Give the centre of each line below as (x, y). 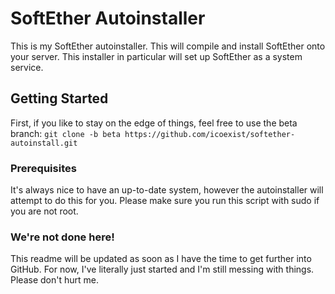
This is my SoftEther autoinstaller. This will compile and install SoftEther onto (168, 46)
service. (27, 67)
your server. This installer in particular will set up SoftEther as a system (156, 56)
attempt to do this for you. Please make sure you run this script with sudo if (165, 201)
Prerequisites (43, 168)
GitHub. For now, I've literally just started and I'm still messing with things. (162, 269)
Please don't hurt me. (54, 280)
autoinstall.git (44, 143)
